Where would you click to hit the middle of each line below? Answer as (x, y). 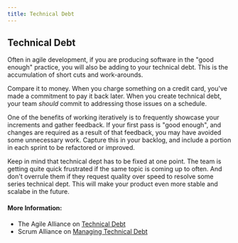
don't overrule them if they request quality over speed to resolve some (110, 177)
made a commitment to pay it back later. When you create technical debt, (115, 96)
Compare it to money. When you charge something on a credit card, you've (117, 89)
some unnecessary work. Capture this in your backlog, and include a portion (119, 140)
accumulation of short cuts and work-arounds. (75, 75)
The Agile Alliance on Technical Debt (71, 224)
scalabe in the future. (38, 192)
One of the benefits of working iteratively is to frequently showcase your (113, 117)
